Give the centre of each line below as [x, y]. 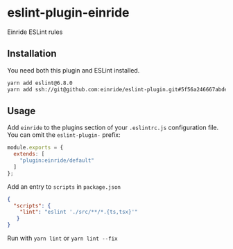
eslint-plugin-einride [68, 13]
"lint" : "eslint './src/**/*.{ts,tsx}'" [79, 212]
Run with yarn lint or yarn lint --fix [62, 238]
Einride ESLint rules [35, 32]
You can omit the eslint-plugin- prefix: [64, 135]
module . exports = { [35, 148]
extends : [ [29, 154]
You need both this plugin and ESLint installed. [74, 70]
